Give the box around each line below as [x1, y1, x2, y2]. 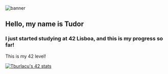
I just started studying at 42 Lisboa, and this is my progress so [5, 35, 163, 42]
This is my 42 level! [5, 53, 46, 59]
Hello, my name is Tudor [5, 20, 84, 29]
